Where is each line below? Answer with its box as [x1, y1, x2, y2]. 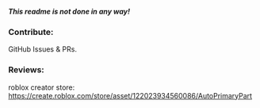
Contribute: [8, 26, 54, 37]
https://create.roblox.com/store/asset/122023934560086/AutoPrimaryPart [8, 91, 252, 100]
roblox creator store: [8, 83, 75, 92]
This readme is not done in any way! [8, 7, 131, 16]
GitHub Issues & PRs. [8, 44, 78, 54]
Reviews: [8, 64, 45, 75]
